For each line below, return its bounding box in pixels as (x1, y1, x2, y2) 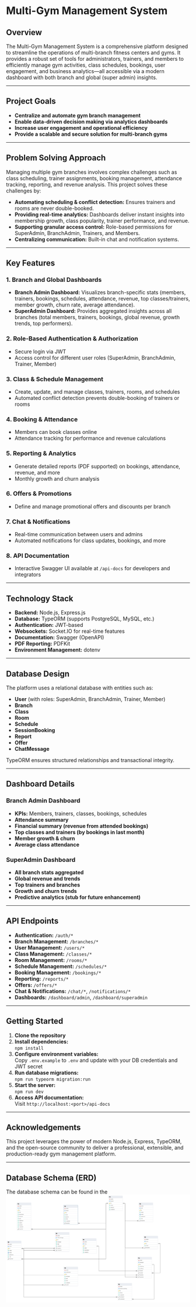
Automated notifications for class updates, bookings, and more (14, 537, 166, 544)
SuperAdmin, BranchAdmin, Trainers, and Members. (14, 229, 140, 236)
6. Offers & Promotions (6, 489, 72, 498)
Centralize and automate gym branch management (14, 112, 141, 119)
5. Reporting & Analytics (6, 449, 76, 457)
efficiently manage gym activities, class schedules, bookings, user (6, 61, 166, 68)
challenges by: (6, 187, 41, 194)
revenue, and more (14, 469, 60, 476)
